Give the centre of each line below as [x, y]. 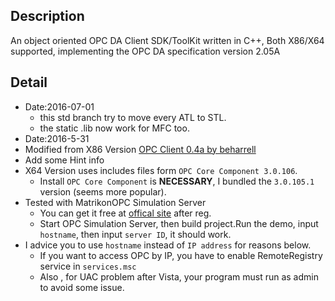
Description [47, 16]
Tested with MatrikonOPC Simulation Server [115, 202]
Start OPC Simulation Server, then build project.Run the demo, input [179, 223]
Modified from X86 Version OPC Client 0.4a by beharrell [140, 149]
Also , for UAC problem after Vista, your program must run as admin [179, 276]
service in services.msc [88, 266]
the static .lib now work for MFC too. [114, 128]
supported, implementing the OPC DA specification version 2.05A [145, 51]
